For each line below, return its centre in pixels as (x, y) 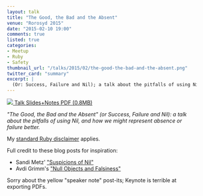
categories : (22, 46)
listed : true (23, 40)
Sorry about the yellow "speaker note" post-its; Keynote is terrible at (92, 180)
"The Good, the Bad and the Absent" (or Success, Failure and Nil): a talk (97, 114)
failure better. (23, 127)
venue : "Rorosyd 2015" (35, 23)
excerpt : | (20, 79)
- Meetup (18, 51)
